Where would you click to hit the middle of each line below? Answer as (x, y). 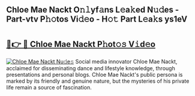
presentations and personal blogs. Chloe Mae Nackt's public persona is (94, 75)
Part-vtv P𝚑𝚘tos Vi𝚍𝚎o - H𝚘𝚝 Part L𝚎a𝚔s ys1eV (97, 19)
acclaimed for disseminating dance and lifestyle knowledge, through (91, 68)
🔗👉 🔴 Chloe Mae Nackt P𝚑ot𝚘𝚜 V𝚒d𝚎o (81, 44)
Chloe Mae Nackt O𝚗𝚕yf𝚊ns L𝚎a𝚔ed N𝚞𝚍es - (93, 10)
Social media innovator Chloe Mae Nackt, (126, 61)
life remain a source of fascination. (49, 87)
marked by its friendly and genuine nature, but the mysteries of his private (98, 81)
